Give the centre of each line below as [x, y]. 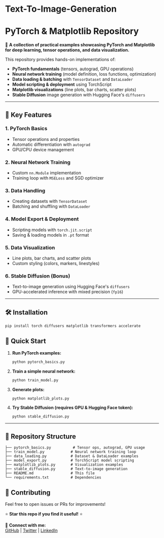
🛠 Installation [26, 312]
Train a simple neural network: [44, 371]
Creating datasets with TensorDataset [50, 201]
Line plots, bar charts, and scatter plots [51, 258]
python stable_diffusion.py [41, 417]
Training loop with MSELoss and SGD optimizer [58, 178]
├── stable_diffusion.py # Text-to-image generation [66, 469]
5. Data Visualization [30, 247]
